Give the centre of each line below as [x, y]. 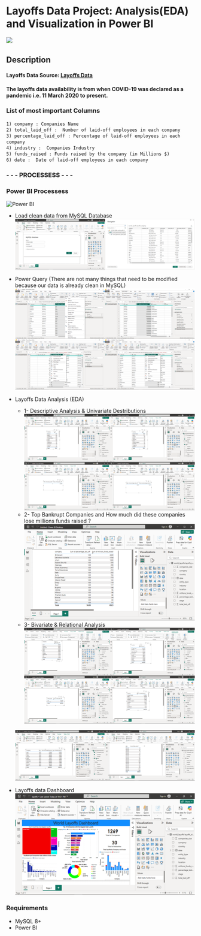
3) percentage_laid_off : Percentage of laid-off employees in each [93, 136]
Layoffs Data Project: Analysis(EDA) [98, 11]
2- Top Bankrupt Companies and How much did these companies [104, 514]
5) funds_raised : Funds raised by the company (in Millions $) [88, 154]
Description [28, 60]
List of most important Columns [53, 111]
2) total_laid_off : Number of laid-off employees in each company [93, 130]
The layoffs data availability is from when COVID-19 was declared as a [95, 89]
